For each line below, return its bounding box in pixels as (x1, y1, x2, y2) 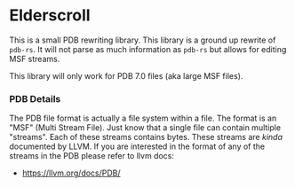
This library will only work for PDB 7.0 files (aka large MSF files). (9, 70, 243, 81)
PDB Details (9, 92, 61, 105)
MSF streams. (9, 53, 60, 64)
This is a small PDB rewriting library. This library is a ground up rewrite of (9, 35, 276, 45)
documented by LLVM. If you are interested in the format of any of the (9, 141, 266, 152)
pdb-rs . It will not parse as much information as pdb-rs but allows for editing (9, 43, 287, 54)
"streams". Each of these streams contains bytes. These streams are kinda (9, 132, 283, 143)
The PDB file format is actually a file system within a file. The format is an (9, 113, 277, 124)
